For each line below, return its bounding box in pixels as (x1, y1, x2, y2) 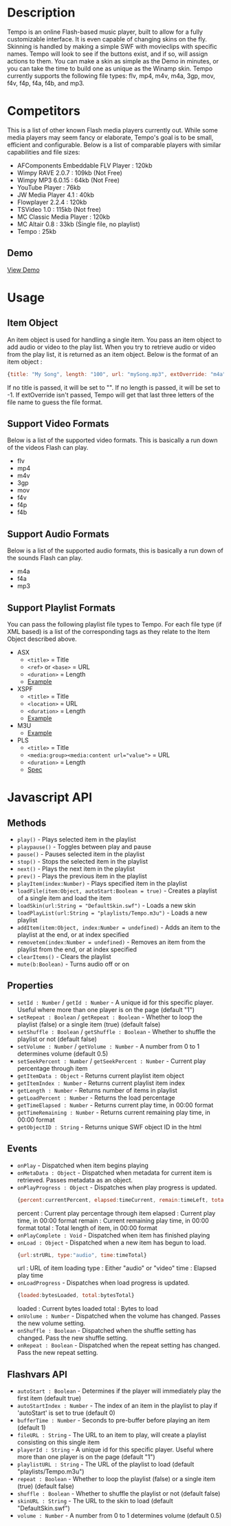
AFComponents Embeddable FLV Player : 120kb (16, 161, 153, 170)
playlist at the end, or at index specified (16, 931, 129, 939)
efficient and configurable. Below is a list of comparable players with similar (7, 140, 221, 149)
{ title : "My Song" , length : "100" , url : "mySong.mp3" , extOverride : (7, 370, 208, 377)
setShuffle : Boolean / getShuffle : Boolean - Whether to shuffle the (16, 1027, 216, 1035)
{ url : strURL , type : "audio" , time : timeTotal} (16, 1251, 147, 1258)
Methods (7, 817, 47, 829)
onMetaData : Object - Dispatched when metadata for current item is (16, 1168, 212, 1177)
